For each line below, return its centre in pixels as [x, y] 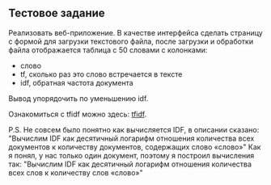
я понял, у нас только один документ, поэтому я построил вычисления [131, 155]
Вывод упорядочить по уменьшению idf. [78, 98]
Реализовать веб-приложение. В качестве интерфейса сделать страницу [135, 32]
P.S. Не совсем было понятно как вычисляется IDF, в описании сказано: [134, 129]
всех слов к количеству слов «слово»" [76, 172]
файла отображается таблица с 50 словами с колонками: [108, 50]
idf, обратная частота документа [76, 82]
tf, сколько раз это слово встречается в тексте [101, 74]
